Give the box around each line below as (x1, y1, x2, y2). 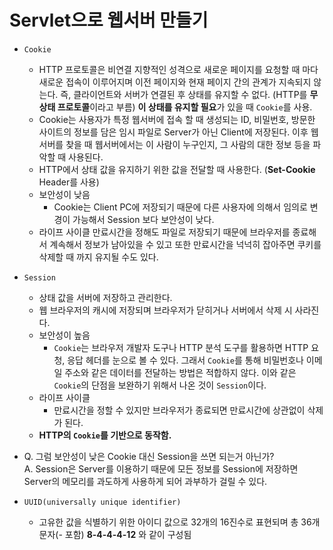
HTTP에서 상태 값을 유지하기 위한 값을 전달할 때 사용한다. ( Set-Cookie (38, 163, 316, 175)
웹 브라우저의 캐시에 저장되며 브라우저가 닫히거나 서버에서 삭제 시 (38, 304, 293, 316)
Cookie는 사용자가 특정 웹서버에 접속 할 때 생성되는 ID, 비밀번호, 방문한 (38, 113, 316, 125)
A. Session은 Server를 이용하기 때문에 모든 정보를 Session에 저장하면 (23, 462, 299, 475)
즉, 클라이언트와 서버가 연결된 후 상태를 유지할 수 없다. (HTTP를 (60, 88, 308, 100)
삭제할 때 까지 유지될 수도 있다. (38, 251, 159, 263)
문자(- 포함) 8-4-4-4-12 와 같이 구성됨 (38, 528, 192, 540)
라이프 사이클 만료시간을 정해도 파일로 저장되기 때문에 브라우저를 (38, 226, 291, 238)
